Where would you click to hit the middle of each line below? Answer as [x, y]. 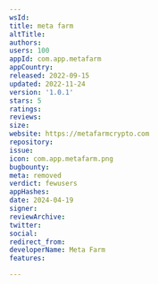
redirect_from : [37, 242]
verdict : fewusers [43, 184]
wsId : [19, 17]
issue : [21, 150]
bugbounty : [29, 167]
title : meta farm [42, 26]
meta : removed [36, 175]
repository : [31, 142]
